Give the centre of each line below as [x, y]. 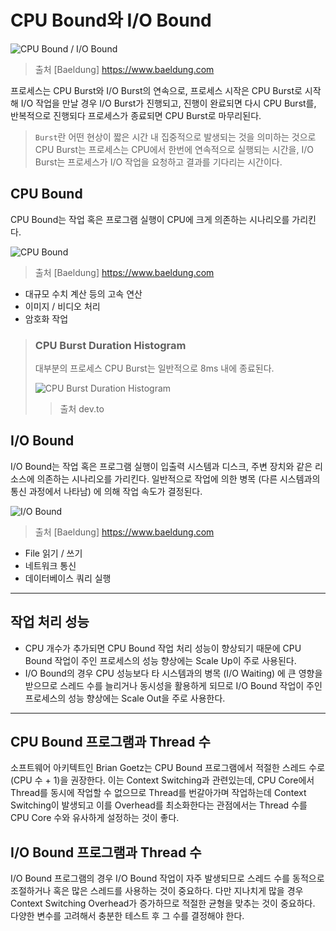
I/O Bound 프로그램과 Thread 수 [106, 852]
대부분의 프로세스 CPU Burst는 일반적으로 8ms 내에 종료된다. [154, 368]
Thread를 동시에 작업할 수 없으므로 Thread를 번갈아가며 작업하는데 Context [158, 793]
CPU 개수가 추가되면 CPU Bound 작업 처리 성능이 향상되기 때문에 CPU [163, 648]
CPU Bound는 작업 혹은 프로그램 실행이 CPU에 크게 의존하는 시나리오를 [150, 219]
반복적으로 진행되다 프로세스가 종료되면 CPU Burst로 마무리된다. [136, 115]
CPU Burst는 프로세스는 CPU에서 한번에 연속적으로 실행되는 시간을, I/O [174, 149]
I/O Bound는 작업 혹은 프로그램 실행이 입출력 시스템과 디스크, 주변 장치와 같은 [161, 466]
